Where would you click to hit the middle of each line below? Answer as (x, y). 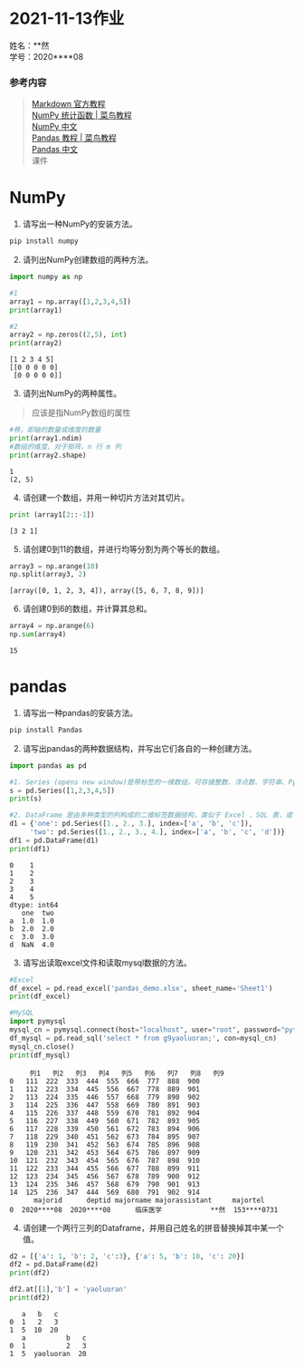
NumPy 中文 (54, 127)
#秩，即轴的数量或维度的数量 (55, 430)
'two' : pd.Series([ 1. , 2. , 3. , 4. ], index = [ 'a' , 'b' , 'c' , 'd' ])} (157, 832)
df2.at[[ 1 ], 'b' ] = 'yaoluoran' (68, 1289)
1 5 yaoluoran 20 (48, 1353)
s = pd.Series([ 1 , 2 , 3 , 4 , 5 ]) (62, 790)
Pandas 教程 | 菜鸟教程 (74, 138)
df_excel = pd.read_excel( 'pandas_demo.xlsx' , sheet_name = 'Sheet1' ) (141, 988)
